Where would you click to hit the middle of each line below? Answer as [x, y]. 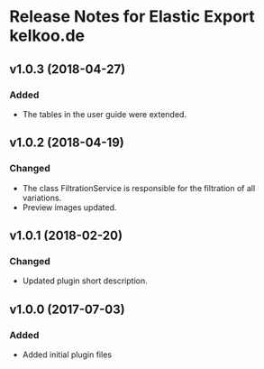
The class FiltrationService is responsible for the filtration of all [139, 188]
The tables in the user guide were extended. [105, 114]
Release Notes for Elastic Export [132, 17]
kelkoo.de [47, 36]
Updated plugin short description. [85, 281]
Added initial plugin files [67, 355]
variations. [42, 198]
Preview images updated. [69, 207]
